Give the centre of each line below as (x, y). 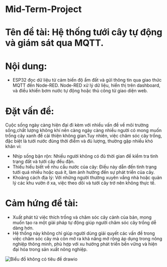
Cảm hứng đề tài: (42, 203)
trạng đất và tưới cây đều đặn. (44, 162)
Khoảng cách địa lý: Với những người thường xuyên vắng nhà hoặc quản (87, 178)
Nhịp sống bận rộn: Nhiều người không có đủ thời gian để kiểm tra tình (85, 156)
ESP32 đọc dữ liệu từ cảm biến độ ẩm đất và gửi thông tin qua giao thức (87, 80)
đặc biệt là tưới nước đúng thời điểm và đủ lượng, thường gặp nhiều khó (79, 141)
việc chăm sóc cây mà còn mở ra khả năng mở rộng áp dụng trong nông (87, 239)
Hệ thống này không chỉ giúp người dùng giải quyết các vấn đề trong (83, 233)
